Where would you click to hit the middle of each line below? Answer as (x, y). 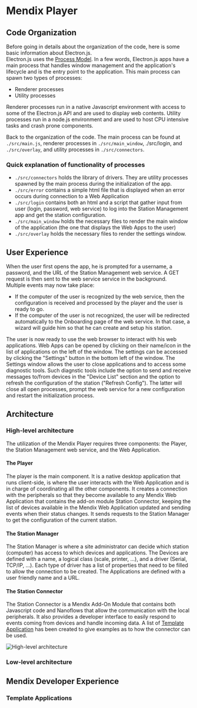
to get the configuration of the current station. (62, 520)
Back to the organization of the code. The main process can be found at (93, 137)
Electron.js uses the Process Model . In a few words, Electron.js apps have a (98, 59)
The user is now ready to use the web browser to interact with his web (91, 339)
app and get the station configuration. (60, 215)
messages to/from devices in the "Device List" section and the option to (93, 377)
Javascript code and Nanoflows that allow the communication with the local (98, 610)
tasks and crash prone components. (50, 126)
